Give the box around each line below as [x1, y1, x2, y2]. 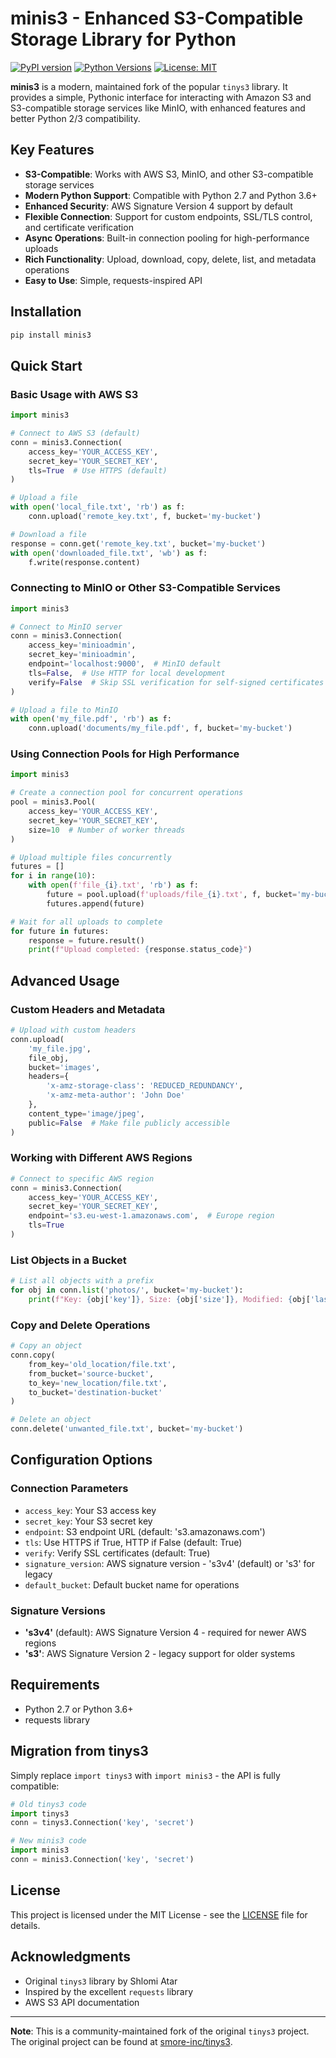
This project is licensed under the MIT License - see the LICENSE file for [10, 1908, 308, 1921]
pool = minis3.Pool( [10, 797, 97, 807]
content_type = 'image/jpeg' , [28, 1108, 145, 1119]
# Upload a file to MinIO [10, 705, 118, 715]
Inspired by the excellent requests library [24, 1985, 194, 1997]
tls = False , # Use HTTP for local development [28, 668, 226, 678]
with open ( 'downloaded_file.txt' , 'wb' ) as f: [10, 548, 208, 558]
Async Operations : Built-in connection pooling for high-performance [24, 232, 310, 244]
